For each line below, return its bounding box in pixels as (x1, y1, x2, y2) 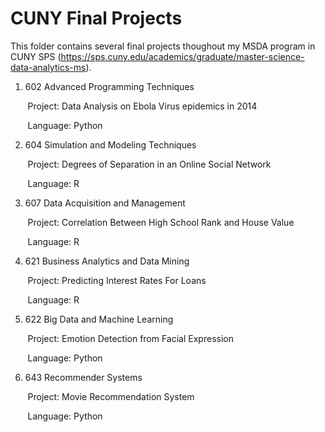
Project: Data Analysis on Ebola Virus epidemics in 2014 (27, 100, 258, 112)
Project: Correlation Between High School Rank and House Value (27, 216, 295, 228)
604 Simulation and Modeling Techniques (24, 138, 197, 151)
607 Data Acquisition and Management (24, 197, 186, 209)
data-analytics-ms (10, 61, 87, 73)
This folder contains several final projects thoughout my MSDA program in (10, 40, 316, 52)
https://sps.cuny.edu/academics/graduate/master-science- (60, 50, 305, 62)
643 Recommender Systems (24, 371, 143, 383)
